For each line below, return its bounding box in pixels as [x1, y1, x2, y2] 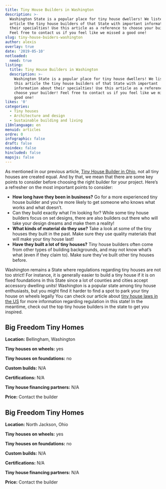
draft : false [5, 141, 32, 146]
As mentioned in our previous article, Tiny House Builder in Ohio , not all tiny [5, 168, 159, 174]
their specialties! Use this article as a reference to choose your [9, 26, 154, 31]
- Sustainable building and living [9, 118, 83, 123]
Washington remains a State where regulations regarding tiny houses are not [5, 266, 161, 273]
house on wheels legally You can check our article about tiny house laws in [5, 293, 158, 299]
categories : [5, 104, 30, 109]
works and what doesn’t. [12, 204, 63, 210]
